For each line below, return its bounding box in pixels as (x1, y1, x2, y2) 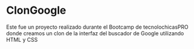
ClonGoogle (6, 4, 67, 17)
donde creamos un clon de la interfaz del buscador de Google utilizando (6, 29, 184, 36)
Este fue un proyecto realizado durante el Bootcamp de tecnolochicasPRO (6, 23, 189, 30)
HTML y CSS (6, 36, 38, 43)
